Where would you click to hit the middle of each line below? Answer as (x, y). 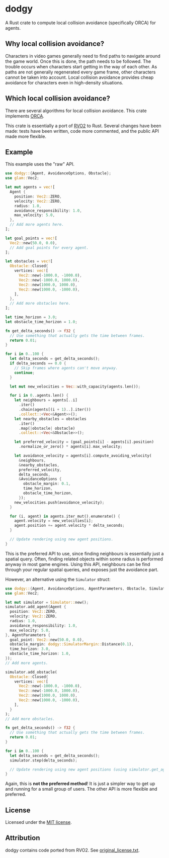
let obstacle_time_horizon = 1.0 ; (41, 322)
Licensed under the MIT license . (38, 822)
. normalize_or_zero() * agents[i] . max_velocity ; (70, 447)
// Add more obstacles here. (40, 304)
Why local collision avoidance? (55, 44)
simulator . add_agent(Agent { (36, 607)
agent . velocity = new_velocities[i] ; (54, 521)
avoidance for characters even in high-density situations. (64, 82)
